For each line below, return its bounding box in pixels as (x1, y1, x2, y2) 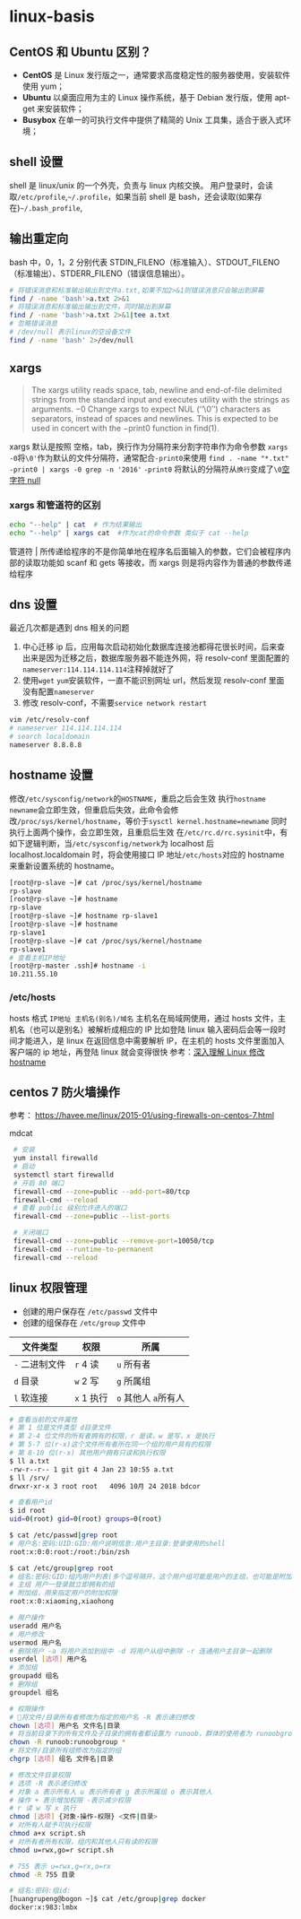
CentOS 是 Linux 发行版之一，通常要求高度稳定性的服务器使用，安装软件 (21, 70, 291, 80)
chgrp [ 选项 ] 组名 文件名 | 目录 (9, 1755, 114, 1764)
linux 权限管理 (9, 1281, 88, 1296)
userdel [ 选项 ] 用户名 (9, 1654, 88, 1664)
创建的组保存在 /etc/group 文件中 (21, 1316, 146, 1328)
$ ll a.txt (9, 1456, 50, 1465)
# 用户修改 (9, 1629, 45, 1638)
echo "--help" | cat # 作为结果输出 (9, 520, 142, 529)
